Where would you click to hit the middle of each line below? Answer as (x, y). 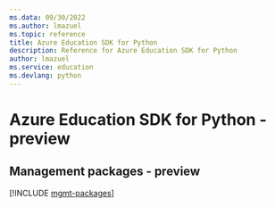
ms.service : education (51, 68)
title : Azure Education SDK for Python (83, 42)
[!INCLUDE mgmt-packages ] (62, 193)
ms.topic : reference (48, 34)
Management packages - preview (105, 172)
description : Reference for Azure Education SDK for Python (124, 51)
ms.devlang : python (46, 76)
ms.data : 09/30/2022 (48, 17)
